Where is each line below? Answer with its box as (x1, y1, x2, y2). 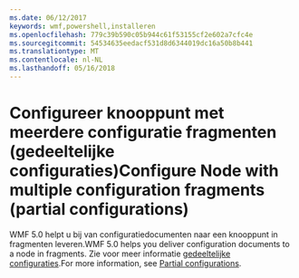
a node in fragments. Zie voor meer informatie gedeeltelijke (9, 248, 231, 259)
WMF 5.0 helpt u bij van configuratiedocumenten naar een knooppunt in (9, 228, 278, 240)
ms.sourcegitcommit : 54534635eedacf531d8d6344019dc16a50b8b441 (9, 38, 254, 48)
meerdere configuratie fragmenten (9, 122, 277, 143)
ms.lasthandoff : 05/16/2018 (9, 64, 116, 73)
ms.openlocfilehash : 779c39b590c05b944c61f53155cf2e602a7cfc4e (9, 30, 254, 39)
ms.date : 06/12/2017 (9, 13, 88, 23)
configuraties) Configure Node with (9, 160, 279, 181)
